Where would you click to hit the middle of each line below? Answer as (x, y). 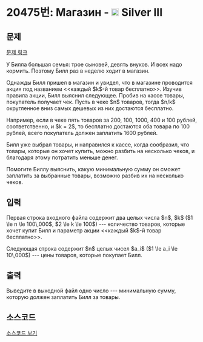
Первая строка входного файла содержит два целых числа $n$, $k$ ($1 (100, 217)
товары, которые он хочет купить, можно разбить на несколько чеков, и (101, 151)
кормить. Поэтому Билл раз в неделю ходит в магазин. (78, 71)
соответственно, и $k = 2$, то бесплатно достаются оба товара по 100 (98, 127)
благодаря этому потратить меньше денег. (62, 157)
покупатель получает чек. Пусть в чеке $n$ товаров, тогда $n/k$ (91, 102)
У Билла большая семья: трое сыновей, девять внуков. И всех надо (94, 64)
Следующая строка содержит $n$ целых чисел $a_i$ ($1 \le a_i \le (92, 248)
